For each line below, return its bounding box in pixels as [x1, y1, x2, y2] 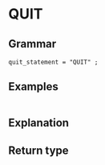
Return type [8, 143, 70, 157]
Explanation [8, 116, 70, 130]
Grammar [8, 37, 57, 51]
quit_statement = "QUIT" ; [8, 58, 99, 66]
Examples [8, 80, 59, 93]
